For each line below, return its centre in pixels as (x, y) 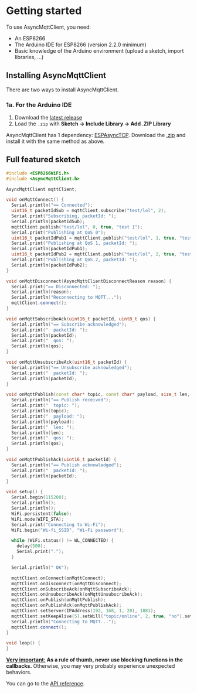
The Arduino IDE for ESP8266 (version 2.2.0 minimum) (80, 45)
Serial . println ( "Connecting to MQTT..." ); (64, 622)
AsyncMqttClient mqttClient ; (42, 189)
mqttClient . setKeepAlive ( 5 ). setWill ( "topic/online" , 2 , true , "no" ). (98, 616)
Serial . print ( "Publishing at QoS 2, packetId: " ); (74, 260)
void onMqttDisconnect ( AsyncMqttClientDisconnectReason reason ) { (89, 281)
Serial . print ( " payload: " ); (48, 416)
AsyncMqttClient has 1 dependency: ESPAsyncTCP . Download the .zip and (96, 135)
